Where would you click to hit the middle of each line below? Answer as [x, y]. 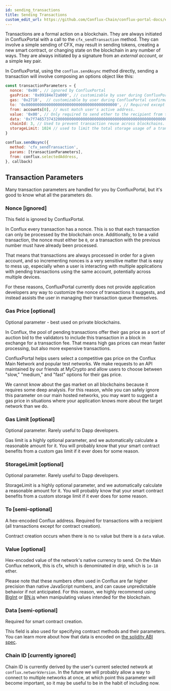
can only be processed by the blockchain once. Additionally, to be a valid [82, 235]
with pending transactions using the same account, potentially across [78, 272]
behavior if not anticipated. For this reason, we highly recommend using [81, 591]
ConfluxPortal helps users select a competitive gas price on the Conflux [81, 358]
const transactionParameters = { [41, 86]
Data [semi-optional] [32, 610]
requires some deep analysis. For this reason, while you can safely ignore [82, 390]
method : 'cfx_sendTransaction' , [44, 147]
